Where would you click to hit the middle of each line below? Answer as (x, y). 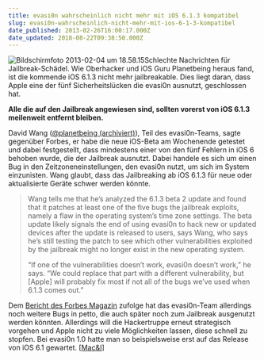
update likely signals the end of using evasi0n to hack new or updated (142, 224)
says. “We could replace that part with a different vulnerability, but (136, 274)
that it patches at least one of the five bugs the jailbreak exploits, (133, 208)
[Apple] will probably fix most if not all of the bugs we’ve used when (139, 281)
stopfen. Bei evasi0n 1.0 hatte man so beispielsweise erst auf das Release (128, 339)
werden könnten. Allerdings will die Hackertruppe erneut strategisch (120, 323)
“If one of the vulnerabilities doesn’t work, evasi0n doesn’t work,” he (139, 265)
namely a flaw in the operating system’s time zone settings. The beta (140, 216)
